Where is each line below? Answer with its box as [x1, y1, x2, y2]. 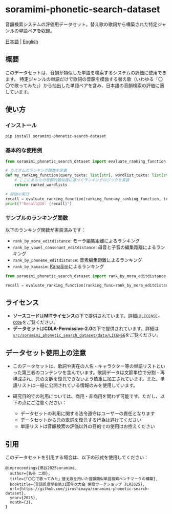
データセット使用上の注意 [5, 348, 86, 357]
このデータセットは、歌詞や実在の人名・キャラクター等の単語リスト [12, 363, 157, 369]
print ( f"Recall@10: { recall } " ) [5, 201, 72, 206]
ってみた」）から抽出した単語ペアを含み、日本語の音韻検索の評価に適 [18, 82, 165, 88]
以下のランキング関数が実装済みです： [5, 227, 86, 233]
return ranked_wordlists [14, 182, 68, 188]
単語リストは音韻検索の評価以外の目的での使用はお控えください [20, 423, 155, 429]
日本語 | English [5, 38, 38, 45]
